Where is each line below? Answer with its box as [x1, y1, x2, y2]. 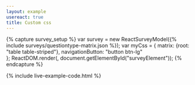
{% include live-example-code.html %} [6, 72, 102, 80]
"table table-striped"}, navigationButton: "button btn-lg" [6, 48, 143, 55]
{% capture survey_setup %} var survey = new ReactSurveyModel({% [6, 36, 177, 43]
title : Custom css [6, 19, 52, 25]
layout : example [6, 8, 46, 15]
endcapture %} [6, 61, 43, 68]
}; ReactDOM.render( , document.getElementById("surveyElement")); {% [6, 54, 183, 62]
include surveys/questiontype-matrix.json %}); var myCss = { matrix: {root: [6, 42, 190, 49]
